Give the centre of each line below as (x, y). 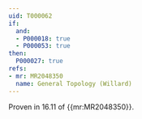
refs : (17, 69)
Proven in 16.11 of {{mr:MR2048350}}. (71, 107)
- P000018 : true (43, 38)
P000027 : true (39, 62)
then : (17, 53)
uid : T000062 (30, 16)
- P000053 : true (43, 46)
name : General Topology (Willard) (74, 83)
